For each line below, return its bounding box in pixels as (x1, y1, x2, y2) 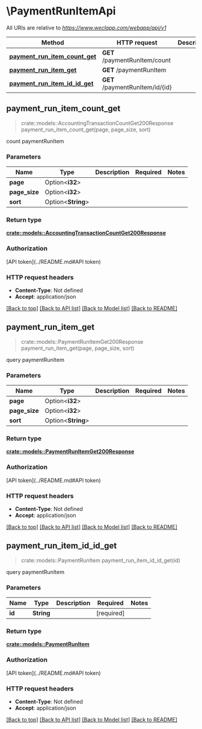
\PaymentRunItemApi (6, 4, 116, 18)
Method (41, 38, 64, 46)
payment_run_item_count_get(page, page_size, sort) (20, 126, 151, 133)
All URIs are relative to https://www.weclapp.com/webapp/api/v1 (6, 24, 167, 31)
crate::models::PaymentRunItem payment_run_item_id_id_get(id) (20, 557, 180, 564)
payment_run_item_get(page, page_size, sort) (20, 344, 135, 352)
